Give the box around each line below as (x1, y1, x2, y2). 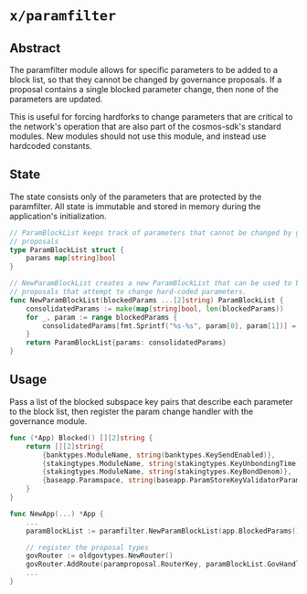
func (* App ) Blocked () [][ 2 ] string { (9, 433, 153, 442)
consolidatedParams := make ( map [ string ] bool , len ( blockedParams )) (26, 304, 284, 313)
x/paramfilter (9, 7, 117, 25)
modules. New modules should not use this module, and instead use (9, 131, 267, 142)
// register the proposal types (26, 543, 149, 552)
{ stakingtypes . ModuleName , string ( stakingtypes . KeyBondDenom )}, (42, 467, 292, 477)
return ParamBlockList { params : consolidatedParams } (26, 338, 227, 347)
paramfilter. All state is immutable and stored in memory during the (9, 200, 261, 212)
